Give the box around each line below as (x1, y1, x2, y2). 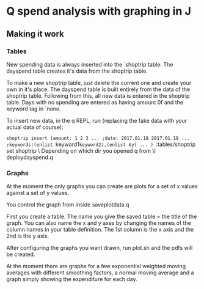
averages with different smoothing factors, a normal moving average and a (6, 269, 194, 276)
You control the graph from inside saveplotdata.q (6, 201, 129, 208)
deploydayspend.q (6, 153, 54, 161)
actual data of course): (6, 123, 64, 131)
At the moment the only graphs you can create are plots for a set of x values (6, 183, 199, 190)
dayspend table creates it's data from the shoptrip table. (6, 67, 148, 75)
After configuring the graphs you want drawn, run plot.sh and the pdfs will (6, 244, 193, 252)
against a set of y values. (6, 189, 69, 197)
